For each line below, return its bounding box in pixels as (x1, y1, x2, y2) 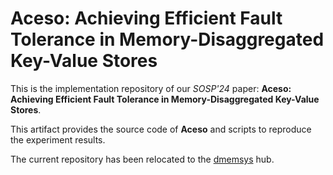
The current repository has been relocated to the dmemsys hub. (10, 153, 275, 165)
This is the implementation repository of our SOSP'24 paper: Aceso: (10, 82, 292, 94)
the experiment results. (10, 133, 106, 146)
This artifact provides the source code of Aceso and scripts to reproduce (10, 123, 312, 135)
